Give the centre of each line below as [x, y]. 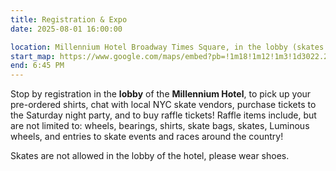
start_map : [33, 56]
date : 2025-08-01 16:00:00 [66, 29]
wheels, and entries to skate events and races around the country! [147, 137]
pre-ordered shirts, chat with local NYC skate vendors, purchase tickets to [163, 105]
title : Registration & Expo [69, 19]
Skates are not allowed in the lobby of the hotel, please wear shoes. [150, 156]
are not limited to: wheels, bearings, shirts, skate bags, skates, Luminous [160, 126]
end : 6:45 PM [37, 66]
